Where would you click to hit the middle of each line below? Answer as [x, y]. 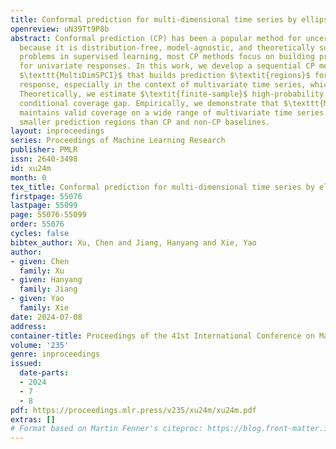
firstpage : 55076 [46, 196]
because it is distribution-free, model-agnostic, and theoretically [167, 47]
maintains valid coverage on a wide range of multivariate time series [172, 112]
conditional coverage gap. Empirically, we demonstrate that [149, 103]
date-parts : [44, 373]
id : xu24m [31, 168]
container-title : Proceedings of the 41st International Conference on [162, 336]
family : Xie [44, 308]
